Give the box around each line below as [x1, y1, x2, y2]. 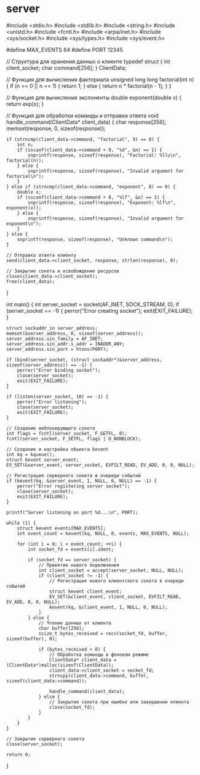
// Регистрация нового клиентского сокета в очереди [49, 578, 184, 584]
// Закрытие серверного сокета [6, 736, 85, 742]
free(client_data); [6, 279, 55, 285]
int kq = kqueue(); [6, 451, 55, 457]
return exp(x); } [6, 100, 44, 107]
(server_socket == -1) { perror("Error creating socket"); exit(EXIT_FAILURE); [6, 307, 193, 314]
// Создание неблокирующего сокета [6, 425, 95, 431]
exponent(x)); [6, 205, 42, 211]
